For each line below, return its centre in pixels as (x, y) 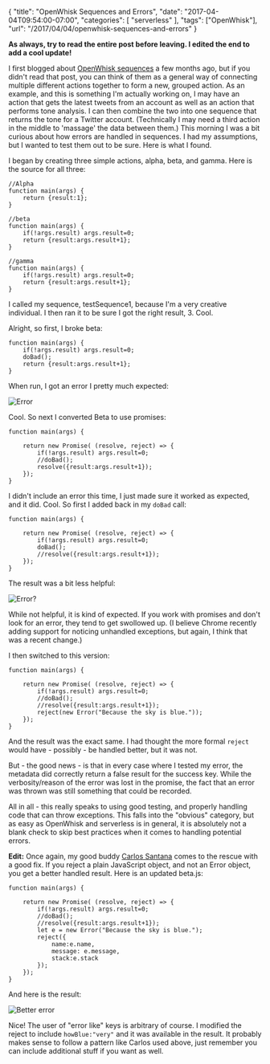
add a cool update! (40, 53)
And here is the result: (45, 994)
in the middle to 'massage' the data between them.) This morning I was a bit (134, 128)
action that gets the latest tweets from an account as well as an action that (131, 102)
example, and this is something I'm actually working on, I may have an (124, 94)
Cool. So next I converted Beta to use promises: (87, 417)
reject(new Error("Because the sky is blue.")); (120, 712)
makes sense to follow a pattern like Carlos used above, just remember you (133, 1042)
